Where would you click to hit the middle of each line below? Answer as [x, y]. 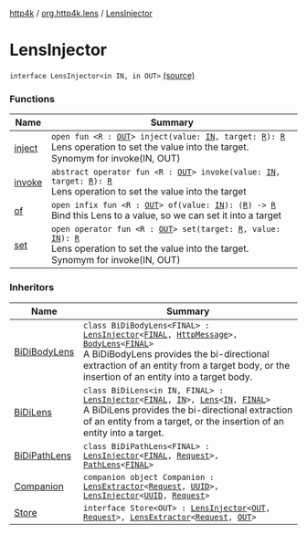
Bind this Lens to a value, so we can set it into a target [166, 215]
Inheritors [32, 288]
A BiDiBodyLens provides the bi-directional [176, 353]
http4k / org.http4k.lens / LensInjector [81, 13]
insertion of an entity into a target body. [168, 376]
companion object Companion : [149, 477]
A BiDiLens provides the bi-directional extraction [188, 410]
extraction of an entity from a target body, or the [187, 365]
